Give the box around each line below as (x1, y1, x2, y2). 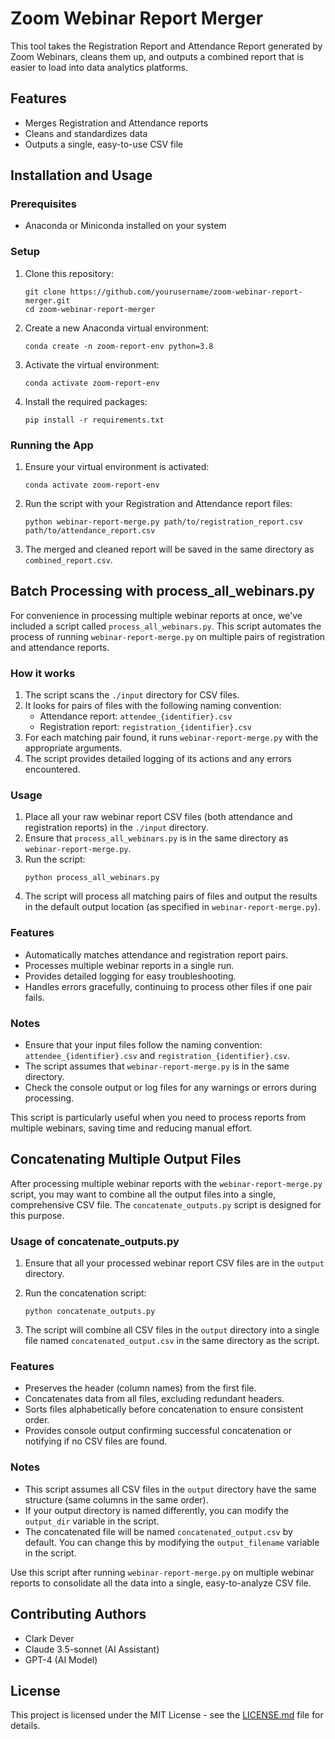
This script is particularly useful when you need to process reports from (10, 1112, 307, 1124)
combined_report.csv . (24, 554, 113, 566)
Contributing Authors (10, 1606, 147, 1623)
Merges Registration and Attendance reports (24, 117, 209, 129)
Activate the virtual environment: (24, 358, 160, 371)
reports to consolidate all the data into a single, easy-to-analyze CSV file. (10, 1577, 312, 1589)
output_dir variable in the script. (24, 1515, 160, 1527)
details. (10, 1720, 41, 1732)
